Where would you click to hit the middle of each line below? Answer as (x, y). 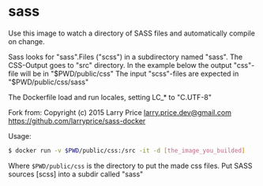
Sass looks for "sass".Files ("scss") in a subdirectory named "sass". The (126, 57)
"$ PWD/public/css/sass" (49, 82)
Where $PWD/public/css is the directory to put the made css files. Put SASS (130, 166)
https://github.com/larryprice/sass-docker (77, 121)
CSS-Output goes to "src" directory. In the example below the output (120, 65)
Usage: (20, 136)
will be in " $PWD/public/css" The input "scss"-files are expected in (130, 73)
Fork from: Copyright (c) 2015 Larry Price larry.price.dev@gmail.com (120, 112)
